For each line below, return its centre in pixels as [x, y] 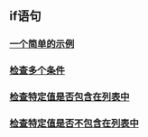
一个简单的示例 [42, 44]
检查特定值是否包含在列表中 [69, 97]
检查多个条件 [37, 70]
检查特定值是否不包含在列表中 [74, 123]
